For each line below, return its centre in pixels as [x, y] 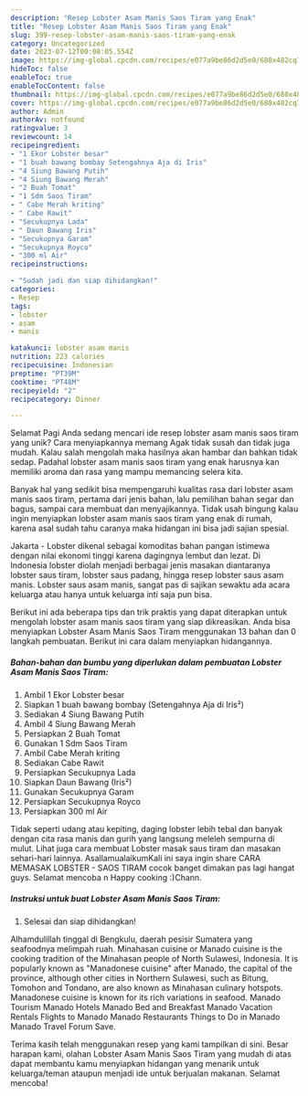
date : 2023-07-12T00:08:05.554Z [72, 52]
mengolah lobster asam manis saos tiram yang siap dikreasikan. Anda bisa [150, 622]
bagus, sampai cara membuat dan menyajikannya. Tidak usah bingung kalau [154, 509]
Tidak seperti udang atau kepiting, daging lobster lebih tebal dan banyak [147, 829]
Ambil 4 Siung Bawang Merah [80, 724]
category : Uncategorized [58, 43]
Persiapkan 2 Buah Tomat [72, 734]
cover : [23, 103]
